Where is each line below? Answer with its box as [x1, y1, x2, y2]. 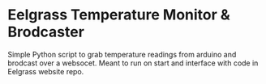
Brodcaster [7, 23, 84, 41]
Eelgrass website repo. [7, 66, 84, 76]
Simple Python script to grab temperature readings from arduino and [7, 49, 237, 59]
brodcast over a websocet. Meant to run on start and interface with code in [7, 58, 259, 68]
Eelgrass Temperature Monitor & [7, 6, 230, 24]
